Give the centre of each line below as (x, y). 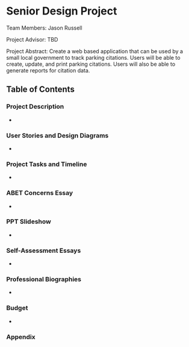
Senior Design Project (62, 11)
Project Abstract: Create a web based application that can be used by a (95, 51)
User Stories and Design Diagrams (57, 135)
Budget (17, 308)
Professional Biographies (44, 279)
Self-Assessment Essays (44, 250)
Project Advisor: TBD (32, 39)
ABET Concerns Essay (40, 193)
